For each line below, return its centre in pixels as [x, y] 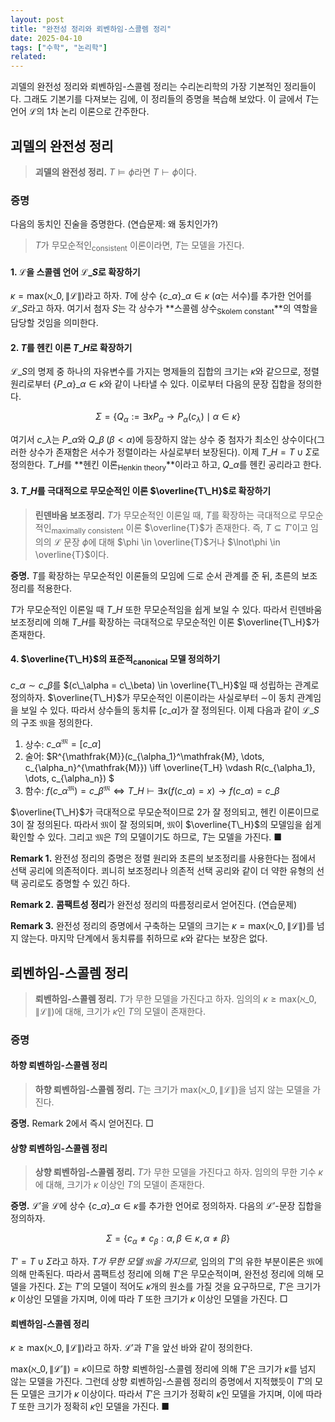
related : [28, 57]
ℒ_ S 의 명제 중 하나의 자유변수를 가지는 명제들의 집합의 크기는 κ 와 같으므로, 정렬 [165, 372]
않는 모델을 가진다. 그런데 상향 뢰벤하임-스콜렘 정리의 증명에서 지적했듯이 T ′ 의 [161, 1382]
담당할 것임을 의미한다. [54, 323]
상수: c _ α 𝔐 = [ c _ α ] [63, 743]
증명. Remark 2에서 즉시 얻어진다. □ [82, 1123]
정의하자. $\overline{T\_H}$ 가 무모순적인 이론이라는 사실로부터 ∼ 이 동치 [152, 697]
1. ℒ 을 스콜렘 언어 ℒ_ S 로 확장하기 [75, 272]
